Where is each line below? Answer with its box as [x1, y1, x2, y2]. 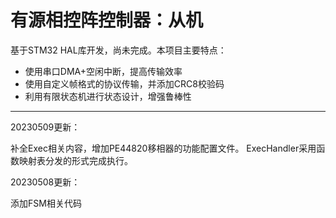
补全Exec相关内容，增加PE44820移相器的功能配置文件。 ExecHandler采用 [10, 142, 317, 154]
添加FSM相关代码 [10, 197, 82, 209]
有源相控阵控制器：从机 [10, 9, 204, 32]
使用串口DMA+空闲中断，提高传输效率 [24, 65, 183, 77]
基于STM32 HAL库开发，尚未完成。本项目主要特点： [10, 44, 227, 56]
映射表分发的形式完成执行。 [18, 154, 133, 166]
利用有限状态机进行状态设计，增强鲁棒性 [24, 90, 192, 102]
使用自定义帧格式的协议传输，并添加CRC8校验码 [24, 77, 225, 90]
